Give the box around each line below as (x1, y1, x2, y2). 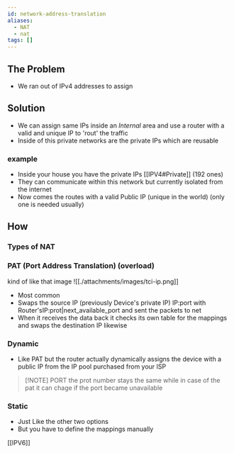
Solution (7, 102, 45, 114)
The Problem (7, 63, 65, 75)
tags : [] (7, 37, 33, 44)
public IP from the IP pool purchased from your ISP (17, 362, 167, 371)
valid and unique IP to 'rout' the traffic (17, 128, 129, 137)
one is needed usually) (17, 200, 84, 209)
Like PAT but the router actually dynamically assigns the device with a (17, 354, 222, 363)
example (7, 154, 38, 164)
